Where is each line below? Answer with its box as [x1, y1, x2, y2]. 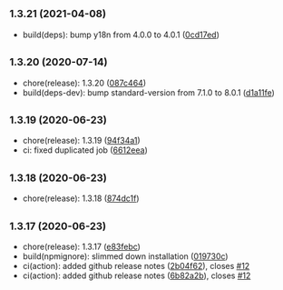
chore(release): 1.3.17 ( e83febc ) [22, 241, 141, 253]
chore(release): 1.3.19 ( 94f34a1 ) [22, 135, 141, 146]
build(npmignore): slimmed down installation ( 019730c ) [22, 251, 229, 262]
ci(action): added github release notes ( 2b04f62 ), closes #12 [22, 261, 250, 272]
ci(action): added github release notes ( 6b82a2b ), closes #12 [22, 270, 251, 281]
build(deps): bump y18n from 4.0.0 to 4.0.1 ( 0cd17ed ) [22, 29, 220, 40]
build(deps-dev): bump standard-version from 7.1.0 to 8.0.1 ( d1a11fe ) [22, 86, 275, 98]
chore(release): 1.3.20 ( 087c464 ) [22, 77, 147, 88]
